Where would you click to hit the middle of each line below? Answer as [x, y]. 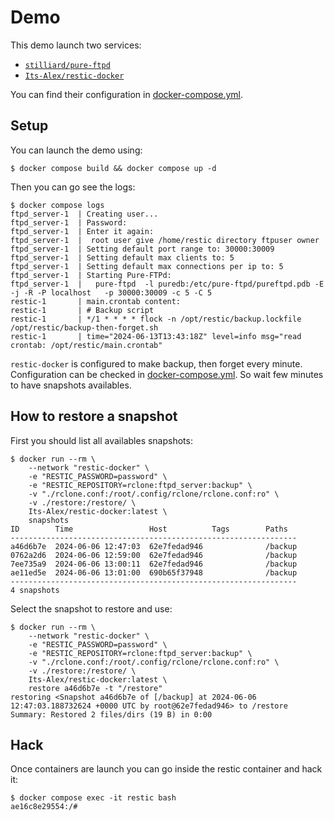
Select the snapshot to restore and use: [91, 608]
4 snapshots [35, 590]
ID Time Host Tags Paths [149, 529]
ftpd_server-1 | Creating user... [84, 214]
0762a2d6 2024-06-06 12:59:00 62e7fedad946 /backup [154, 555]
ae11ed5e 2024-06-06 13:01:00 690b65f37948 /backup [154, 572]
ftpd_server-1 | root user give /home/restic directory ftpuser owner [165, 240]
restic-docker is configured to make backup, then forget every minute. [156, 363]
